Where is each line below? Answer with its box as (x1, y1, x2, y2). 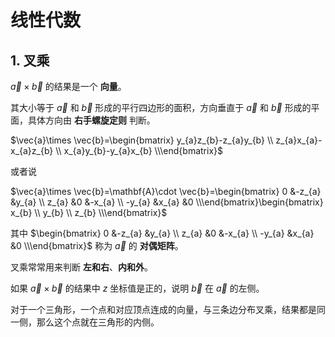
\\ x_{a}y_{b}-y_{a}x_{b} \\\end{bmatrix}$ (55, 145, 223, 156)
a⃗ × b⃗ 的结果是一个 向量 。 (10, 81, 127, 92)
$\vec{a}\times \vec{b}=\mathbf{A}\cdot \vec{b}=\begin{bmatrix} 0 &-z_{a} (10, 186, 322, 197)
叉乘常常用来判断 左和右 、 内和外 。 (10, 261, 153, 273)
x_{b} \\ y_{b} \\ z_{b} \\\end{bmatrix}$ (10, 207, 168, 218)
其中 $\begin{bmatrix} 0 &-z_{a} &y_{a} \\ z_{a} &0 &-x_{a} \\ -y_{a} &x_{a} (10, 227, 315, 239)
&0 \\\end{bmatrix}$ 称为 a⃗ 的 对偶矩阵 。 (10, 240, 184, 251)
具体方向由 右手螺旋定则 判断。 (27, 114, 156, 126)
